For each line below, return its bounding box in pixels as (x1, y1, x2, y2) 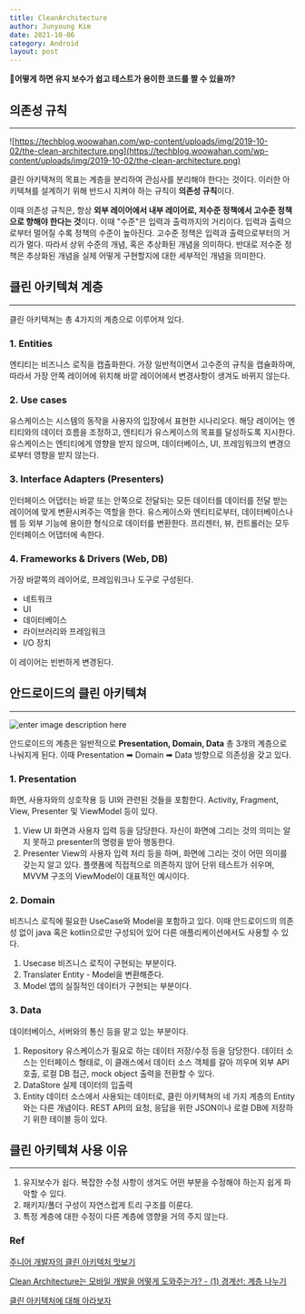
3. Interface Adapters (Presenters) (9, 473, 164, 485)
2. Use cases (9, 393, 68, 406)
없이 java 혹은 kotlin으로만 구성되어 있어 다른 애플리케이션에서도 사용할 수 (18, 927, 280, 938)
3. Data (9, 1003, 42, 1016)
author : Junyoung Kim (9, 22, 92, 31)
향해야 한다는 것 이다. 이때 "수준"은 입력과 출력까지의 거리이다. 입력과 (25, 216, 268, 227)
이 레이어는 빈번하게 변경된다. (9, 657, 114, 667)
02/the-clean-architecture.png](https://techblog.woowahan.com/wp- (9, 145, 270, 156)
